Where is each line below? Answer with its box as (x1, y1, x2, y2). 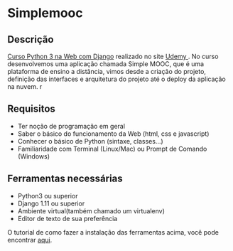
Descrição (7, 33, 54, 46)
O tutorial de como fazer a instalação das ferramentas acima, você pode (7, 228, 219, 236)
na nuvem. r (7, 82, 43, 90)
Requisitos (7, 103, 55, 115)
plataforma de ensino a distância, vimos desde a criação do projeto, (7, 68, 206, 75)
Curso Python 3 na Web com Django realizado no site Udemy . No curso (7, 52, 219, 60)
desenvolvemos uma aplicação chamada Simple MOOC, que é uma (7, 60, 205, 68)
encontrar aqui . (7, 235, 53, 244)
